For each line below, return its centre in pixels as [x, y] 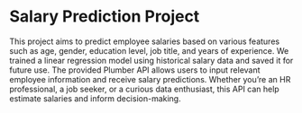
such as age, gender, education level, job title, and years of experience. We [149, 50]
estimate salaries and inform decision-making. [96, 98]
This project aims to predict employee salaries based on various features [145, 41]
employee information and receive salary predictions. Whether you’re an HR [150, 79]
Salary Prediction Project [105, 17]
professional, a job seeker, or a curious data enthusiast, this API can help [144, 89]
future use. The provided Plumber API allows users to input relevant [135, 70]
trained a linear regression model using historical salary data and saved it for [151, 60]
